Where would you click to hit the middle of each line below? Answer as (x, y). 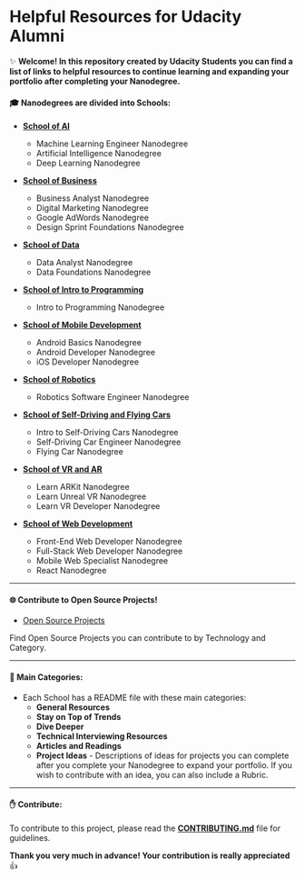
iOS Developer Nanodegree (87, 362)
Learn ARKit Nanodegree (83, 487)
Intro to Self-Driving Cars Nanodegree (107, 433)
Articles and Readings (79, 745)
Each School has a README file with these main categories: (134, 697)
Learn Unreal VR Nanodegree (91, 496)
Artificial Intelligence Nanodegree (98, 154)
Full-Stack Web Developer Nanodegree (109, 551)
